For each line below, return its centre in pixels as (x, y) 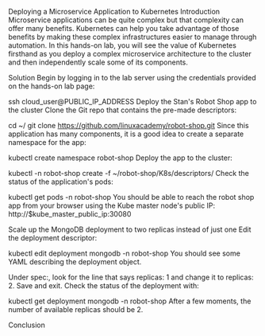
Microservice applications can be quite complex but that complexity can (126, 20)
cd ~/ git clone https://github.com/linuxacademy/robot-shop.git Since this (129, 125)
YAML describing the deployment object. (75, 262)
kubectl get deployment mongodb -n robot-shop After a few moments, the (130, 301)
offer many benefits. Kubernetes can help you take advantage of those (124, 28)
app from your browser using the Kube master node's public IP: (112, 205)
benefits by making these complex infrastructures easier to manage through (132, 37)
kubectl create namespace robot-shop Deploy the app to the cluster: (120, 158)
